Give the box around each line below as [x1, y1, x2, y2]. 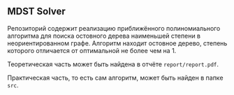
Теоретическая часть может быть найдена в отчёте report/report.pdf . [7, 59, 219, 68]
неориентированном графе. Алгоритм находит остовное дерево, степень [7, 38, 228, 47]
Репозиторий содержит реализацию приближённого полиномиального [7, 24, 221, 32]
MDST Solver [7, 6, 66, 17]
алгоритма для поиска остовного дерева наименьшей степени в [7, 31, 201, 40]
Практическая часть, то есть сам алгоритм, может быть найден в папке [7, 73, 224, 82]
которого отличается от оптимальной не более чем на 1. [7, 46, 177, 54]
